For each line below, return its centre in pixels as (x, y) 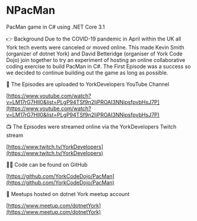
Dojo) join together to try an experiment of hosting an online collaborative (96, 60)
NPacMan (31, 10)
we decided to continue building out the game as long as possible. (87, 73)
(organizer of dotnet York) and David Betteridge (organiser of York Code (94, 54)
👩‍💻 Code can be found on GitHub (47, 164)
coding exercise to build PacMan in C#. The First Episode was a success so (99, 66)
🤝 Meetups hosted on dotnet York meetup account (68, 194)
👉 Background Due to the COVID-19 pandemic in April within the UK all (94, 39)
